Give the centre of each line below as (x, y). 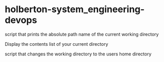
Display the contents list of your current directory (56, 44)
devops (21, 20)
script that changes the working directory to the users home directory (78, 54)
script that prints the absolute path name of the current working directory (82, 34)
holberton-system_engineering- (75, 9)
